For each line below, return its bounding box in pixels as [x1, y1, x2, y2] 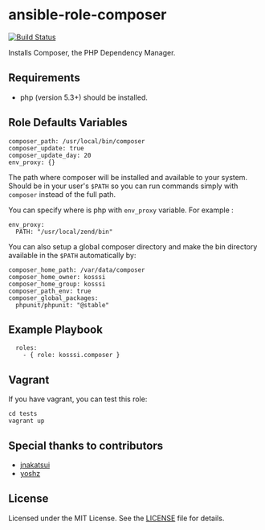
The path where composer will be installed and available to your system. [8, 172, 247, 182]
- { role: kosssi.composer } [22, 351, 120, 359]
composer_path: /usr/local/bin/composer [8, 137, 146, 146]
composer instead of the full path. [8, 189, 116, 199]
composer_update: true [8, 144, 84, 152]
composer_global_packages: [8, 294, 99, 302]
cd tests [8, 410, 38, 418]
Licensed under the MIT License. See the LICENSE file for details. [8, 513, 225, 523]
